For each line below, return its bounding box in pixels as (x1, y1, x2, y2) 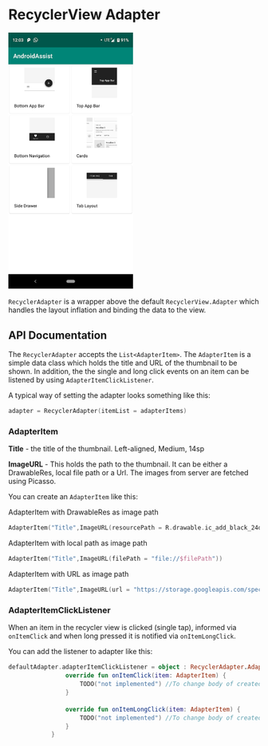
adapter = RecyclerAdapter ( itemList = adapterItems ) (8, 407, 187, 415)
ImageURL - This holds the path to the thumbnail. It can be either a (8, 459, 228, 469)
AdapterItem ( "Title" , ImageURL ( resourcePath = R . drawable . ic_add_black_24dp (8, 524, 266, 532)
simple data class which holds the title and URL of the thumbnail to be (8, 358, 238, 368)
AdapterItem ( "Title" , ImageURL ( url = (8, 585, 130, 594)
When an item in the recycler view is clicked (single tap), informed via (8, 623, 237, 633)
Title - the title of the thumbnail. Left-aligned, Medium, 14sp (8, 444, 205, 454)
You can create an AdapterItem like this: (8, 492, 138, 502)
